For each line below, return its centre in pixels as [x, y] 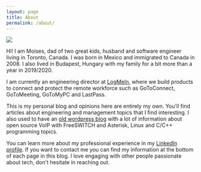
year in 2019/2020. [29, 70]
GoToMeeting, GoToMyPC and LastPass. [56, 95]
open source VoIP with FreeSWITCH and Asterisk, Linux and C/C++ [89, 125]
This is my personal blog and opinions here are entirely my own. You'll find [98, 106]
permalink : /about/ [31, 23]
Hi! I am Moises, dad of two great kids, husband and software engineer [94, 51]
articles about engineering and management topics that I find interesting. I [98, 113]
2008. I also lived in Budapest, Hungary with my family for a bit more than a [99, 64]
